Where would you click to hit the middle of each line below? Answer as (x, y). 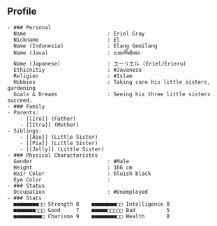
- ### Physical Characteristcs (53, 155)
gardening (22, 88)
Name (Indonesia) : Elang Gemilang (85, 46)
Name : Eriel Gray (79, 33)
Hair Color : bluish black (82, 174)
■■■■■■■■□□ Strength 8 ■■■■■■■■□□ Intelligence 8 (92, 204)
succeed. (20, 100)
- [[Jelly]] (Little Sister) (62, 149)
